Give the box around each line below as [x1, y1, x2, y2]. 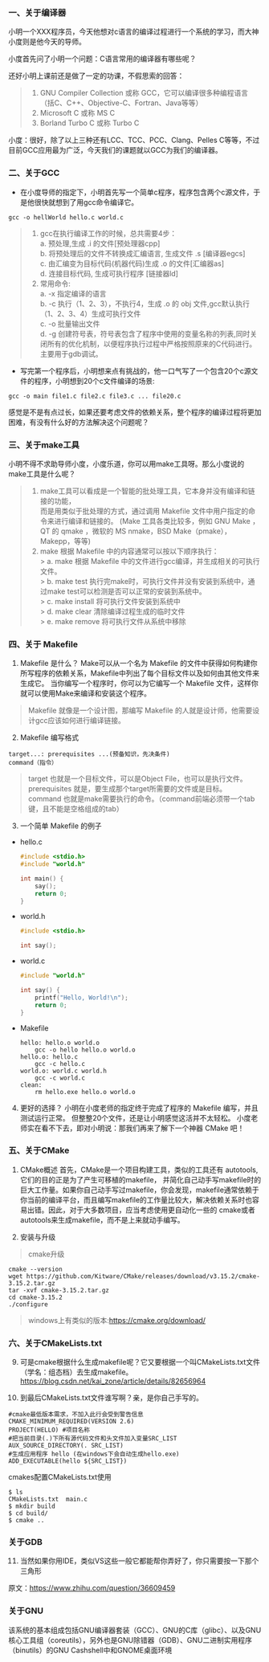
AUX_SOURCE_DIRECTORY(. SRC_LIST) [8, 1442, 124, 1450]
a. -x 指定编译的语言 [39, 288, 107, 298]
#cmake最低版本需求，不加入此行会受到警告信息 [8, 1411, 144, 1419]
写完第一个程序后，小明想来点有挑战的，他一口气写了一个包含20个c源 [19, 365, 251, 375]
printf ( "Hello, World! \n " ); [35, 994, 128, 1002]
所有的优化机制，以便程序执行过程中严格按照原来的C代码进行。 [47, 339, 257, 349]
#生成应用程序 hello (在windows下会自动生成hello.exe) [8, 1450, 180, 1459]
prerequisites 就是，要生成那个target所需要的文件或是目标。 [27, 784, 227, 794]
